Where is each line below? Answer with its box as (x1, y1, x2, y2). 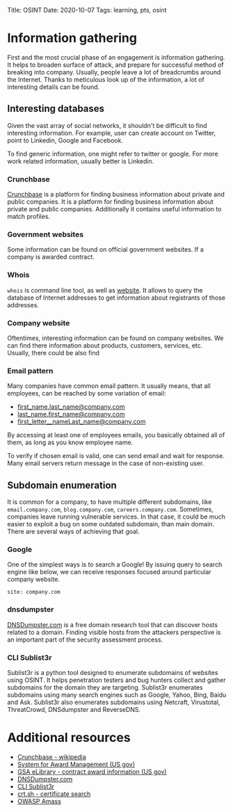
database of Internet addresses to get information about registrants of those (7, 293, 226, 302)
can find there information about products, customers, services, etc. (7, 341, 203, 350)
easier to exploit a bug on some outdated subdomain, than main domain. (7, 520, 214, 528)
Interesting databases (7, 103, 105, 115)
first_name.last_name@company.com (17, 403, 125, 411)
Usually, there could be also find (7, 348, 99, 357)
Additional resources (7, 730, 131, 746)
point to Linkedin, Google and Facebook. (7, 136, 124, 145)
